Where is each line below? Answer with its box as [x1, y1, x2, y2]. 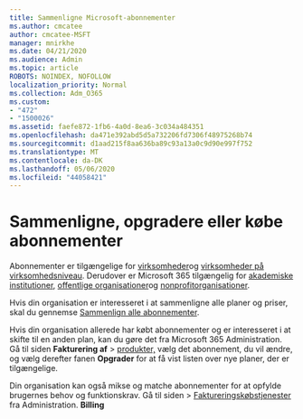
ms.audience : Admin [9, 55, 83, 64]
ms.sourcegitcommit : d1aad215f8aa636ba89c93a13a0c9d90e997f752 [9, 139, 253, 148]
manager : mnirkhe [9, 38, 75, 48]
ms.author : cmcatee [9, 22, 83, 31]
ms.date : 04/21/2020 [9, 47, 88, 56]
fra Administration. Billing [9, 399, 105, 411]
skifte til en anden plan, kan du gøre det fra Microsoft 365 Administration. [9, 334, 283, 345]
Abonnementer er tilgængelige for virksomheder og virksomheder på [9, 261, 264, 272]
